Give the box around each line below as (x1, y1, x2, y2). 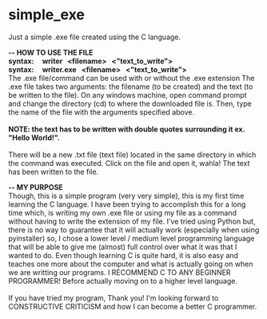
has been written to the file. (8, 167, 99, 176)
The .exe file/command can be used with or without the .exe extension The (8, 73, 255, 83)
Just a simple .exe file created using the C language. (8, 32, 181, 42)
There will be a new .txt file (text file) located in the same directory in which (8, 150, 257, 159)
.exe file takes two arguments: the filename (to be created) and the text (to (8, 82, 253, 91)
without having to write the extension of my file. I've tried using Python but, (8, 216, 256, 226)
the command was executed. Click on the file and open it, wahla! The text (8, 158, 250, 168)
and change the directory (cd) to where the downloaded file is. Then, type (8, 99, 252, 108)
